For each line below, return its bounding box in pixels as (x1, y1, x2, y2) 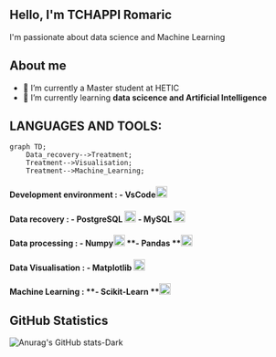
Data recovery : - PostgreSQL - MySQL (9, 214, 173, 225)
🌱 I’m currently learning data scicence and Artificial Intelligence (22, 91, 268, 103)
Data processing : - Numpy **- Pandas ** (9, 237, 181, 249)
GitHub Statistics (9, 312, 109, 328)
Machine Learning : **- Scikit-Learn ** (9, 287, 160, 298)
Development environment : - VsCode (9, 189, 156, 200)
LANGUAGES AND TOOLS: (9, 119, 163, 134)
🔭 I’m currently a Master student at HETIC (22, 82, 180, 93)
